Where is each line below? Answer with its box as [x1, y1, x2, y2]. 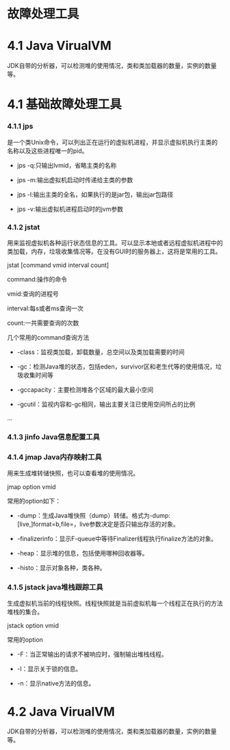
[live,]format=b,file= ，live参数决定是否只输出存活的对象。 [16, 520, 179, 528]
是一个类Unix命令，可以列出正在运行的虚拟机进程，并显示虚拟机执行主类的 [7, 138, 218, 146]
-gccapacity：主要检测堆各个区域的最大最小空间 [16, 385, 154, 394]
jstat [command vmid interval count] [7, 261, 110, 269]
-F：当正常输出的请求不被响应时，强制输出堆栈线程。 [16, 650, 168, 658]
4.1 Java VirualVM [7, 38, 112, 53]
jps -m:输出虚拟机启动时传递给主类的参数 [16, 175, 133, 184]
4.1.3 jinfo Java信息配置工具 [7, 432, 101, 442]
